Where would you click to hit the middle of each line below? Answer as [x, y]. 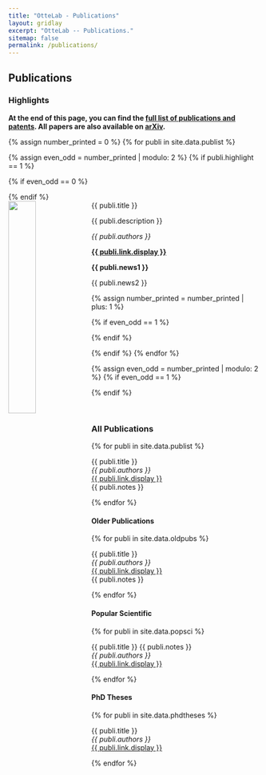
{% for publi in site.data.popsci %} [148, 631]
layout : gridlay [35, 23]
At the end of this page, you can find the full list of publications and [122, 117]
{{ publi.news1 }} [120, 267]
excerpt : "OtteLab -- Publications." [71, 30]
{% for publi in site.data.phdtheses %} [154, 715]
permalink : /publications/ [53, 46]
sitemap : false [34, 38]
